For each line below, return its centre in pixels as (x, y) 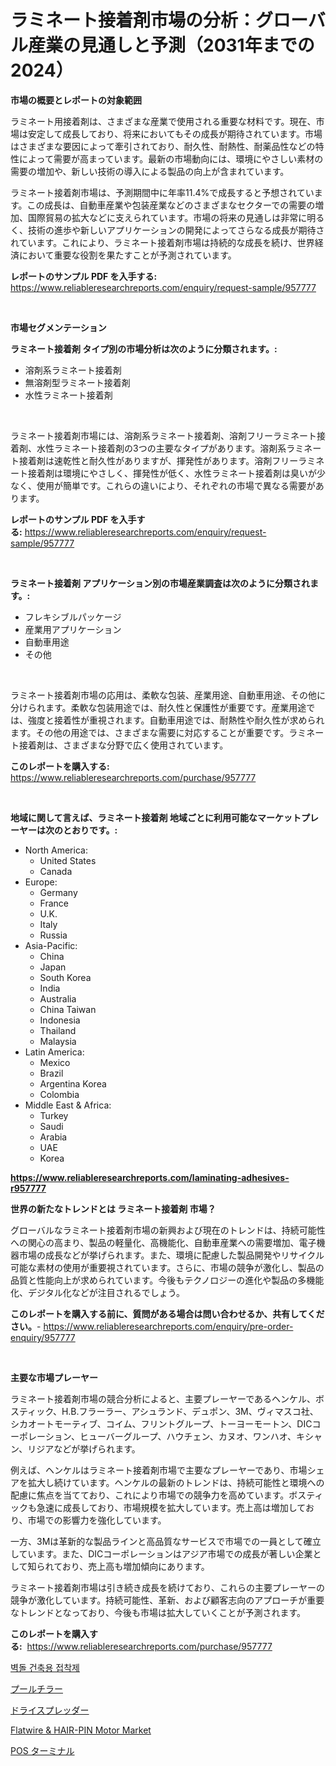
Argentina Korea (73, 1083)
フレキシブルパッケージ (73, 617)
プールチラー (36, 1688)
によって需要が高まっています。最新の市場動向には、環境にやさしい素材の (171, 158)
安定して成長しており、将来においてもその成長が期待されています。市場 (175, 133)
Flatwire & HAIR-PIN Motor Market (81, 1730)
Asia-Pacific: (51, 945)
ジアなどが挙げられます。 (88, 1448)
